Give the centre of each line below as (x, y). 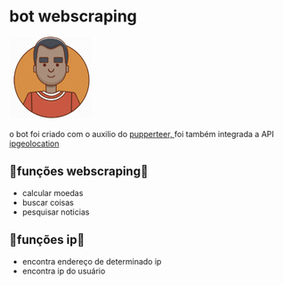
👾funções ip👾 (47, 240)
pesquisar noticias (56, 212)
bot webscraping (73, 16)
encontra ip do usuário (64, 271)
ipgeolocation (34, 143)
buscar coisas (48, 202)
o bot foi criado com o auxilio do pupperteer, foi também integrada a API (141, 134)
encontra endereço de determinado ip (92, 261)
